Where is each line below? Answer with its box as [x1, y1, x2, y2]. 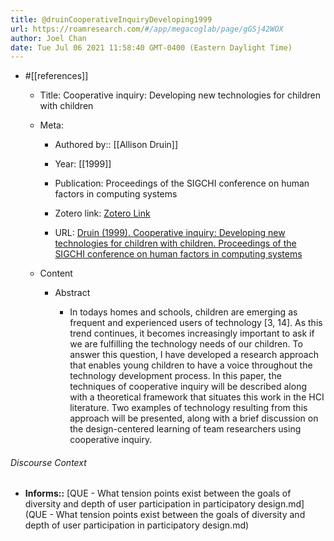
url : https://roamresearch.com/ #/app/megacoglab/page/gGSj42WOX [10, 24, 284, 34]
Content [39, 267, 73, 280]
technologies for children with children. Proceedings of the [54, 237, 297, 250]
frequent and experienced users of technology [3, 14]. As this [69, 317, 323, 329]
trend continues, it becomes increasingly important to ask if [69, 327, 315, 340]
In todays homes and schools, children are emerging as [69, 306, 298, 318]
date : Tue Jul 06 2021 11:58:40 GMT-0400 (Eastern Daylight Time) [10, 42, 293, 53]
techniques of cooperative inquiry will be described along [69, 381, 308, 393]
